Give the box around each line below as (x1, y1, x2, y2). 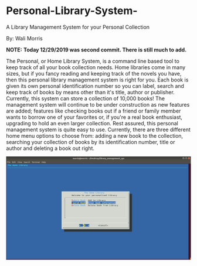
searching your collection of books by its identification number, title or (6, 138, 175, 145)
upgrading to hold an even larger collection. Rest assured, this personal (6, 120, 179, 127)
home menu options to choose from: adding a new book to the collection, (6, 132, 184, 139)
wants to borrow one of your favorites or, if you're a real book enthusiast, (6, 113, 183, 121)
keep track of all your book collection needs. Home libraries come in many (6, 63, 186, 71)
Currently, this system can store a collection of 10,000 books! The (6, 95, 165, 102)
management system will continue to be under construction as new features (6, 101, 190, 108)
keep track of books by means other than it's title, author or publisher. (6, 88, 175, 96)
